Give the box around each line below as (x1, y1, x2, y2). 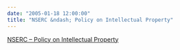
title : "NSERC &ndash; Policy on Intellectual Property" (7, 16, 174, 23)
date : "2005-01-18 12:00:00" (7, 10, 91, 17)
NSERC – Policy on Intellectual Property (7, 35, 119, 43)
